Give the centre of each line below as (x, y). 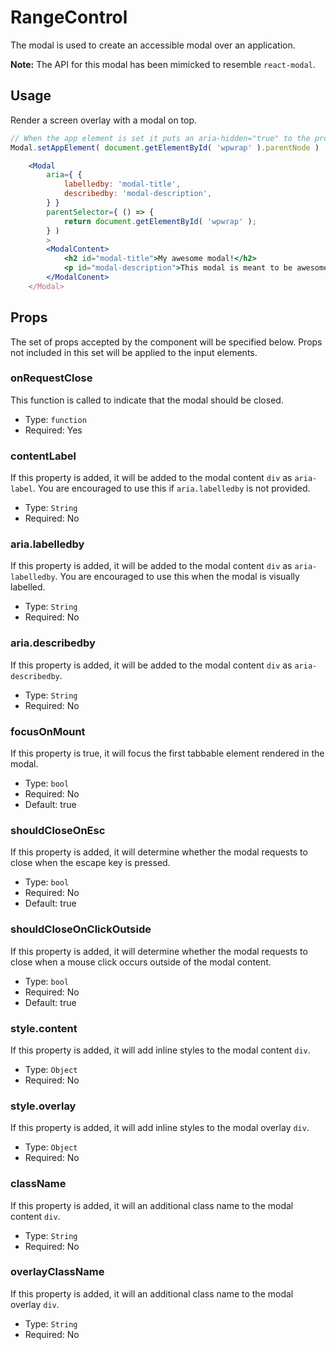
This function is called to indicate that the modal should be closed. (147, 400)
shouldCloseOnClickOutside (81, 929)
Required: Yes (53, 430)
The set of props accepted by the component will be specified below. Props (166, 342)
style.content (44, 1028)
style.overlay (43, 1106)
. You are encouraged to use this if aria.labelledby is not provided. (171, 488)
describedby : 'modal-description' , (138, 194)
